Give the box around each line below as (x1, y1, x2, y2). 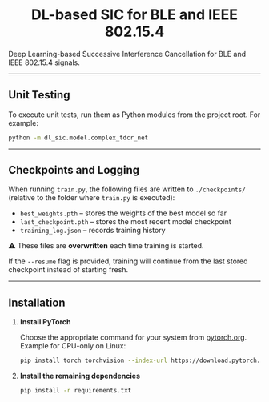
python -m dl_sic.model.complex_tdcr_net (8, 134, 149, 142)
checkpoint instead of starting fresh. (8, 265, 129, 275)
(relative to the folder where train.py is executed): (8, 193, 175, 203)
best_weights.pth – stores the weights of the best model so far (19, 208, 227, 218)
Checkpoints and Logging (8, 163, 140, 177)
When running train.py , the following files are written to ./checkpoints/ (8, 184, 246, 194)
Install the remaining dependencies (19, 371, 140, 381)
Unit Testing (8, 88, 70, 102)
